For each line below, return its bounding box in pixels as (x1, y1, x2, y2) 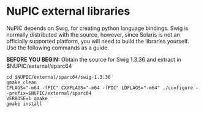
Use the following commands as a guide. (6, 44, 109, 51)
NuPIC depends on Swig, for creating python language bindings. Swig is (6, 24, 189, 32)
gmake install (6, 101, 43, 107)
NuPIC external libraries (6, 4, 130, 18)
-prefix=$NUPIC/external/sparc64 (6, 90, 92, 96)
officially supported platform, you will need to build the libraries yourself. (6, 37, 189, 45)
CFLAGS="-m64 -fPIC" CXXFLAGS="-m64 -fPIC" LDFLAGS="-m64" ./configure (6, 84, 193, 91)
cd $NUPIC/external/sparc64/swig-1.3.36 (6, 74, 111, 80)
